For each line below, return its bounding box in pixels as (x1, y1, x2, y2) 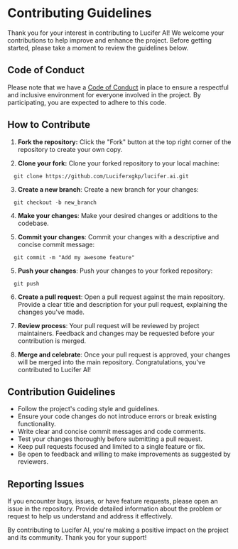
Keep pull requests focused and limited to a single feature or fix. (17, 442, 205, 451)
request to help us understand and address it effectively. (7, 512, 173, 521)
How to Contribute (7, 119, 91, 131)
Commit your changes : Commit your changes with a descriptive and (17, 232, 220, 241)
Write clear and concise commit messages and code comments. (17, 428, 206, 436)
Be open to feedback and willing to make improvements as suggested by (17, 450, 231, 459)
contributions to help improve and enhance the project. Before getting (7, 36, 212, 44)
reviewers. (17, 457, 48, 466)
